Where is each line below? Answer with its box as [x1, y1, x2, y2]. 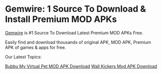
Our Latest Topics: [5, 54, 42, 59]
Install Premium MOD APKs [5, 14, 117, 25]
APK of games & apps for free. [5, 44, 66, 50]
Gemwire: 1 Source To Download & [5, 3, 146, 15]
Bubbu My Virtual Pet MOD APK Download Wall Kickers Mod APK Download [5, 63, 157, 69]
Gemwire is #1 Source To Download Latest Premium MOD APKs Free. [5, 30, 144, 36]
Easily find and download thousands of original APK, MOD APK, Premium [5, 39, 151, 45]
